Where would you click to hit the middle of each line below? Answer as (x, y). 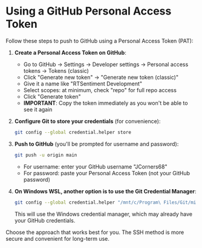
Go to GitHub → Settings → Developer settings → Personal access (106, 64)
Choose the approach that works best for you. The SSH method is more (95, 232)
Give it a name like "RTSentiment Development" (83, 84)
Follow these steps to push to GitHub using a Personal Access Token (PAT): (99, 41)
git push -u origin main (46, 155)
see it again (38, 109)
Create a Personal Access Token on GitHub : (70, 52)
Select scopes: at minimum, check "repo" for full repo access (100, 90)
